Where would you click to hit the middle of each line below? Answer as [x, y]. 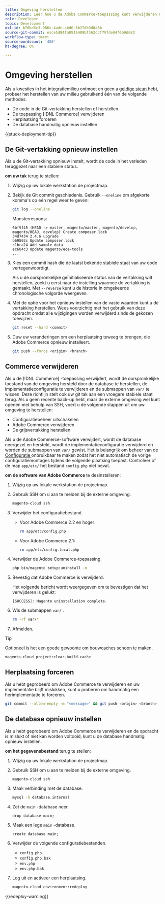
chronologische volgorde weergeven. [50, 293]
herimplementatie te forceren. [35, 695]
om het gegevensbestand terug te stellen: [48, 751]
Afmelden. [23, 629]
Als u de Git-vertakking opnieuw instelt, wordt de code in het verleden [76, 161]
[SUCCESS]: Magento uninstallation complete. [59, 602]
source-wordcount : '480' [30, 42]
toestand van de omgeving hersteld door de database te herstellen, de [76, 384]
